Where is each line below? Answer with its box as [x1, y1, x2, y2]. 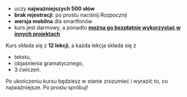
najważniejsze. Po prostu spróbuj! [5, 84, 88, 91]
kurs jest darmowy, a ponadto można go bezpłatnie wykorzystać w [14, 24, 181, 31]
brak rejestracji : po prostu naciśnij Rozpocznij [14, 11, 128, 18]
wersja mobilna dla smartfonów [14, 18, 93, 24]
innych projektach [14, 30, 61, 37]
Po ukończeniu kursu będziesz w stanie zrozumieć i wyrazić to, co [5, 77, 169, 85]
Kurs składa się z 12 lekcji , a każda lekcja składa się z [5, 42, 137, 49]
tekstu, [14, 54, 31, 60]
